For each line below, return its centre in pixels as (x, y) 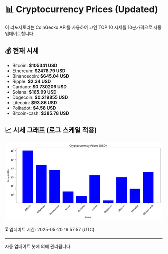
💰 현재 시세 (22, 51)
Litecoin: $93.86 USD (35, 102)
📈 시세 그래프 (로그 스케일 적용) (51, 130)
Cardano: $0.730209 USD (40, 87)
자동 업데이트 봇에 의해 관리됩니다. (38, 246)
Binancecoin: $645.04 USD (41, 76)
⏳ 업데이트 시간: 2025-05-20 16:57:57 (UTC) (50, 229)
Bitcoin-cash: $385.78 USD (41, 113)
